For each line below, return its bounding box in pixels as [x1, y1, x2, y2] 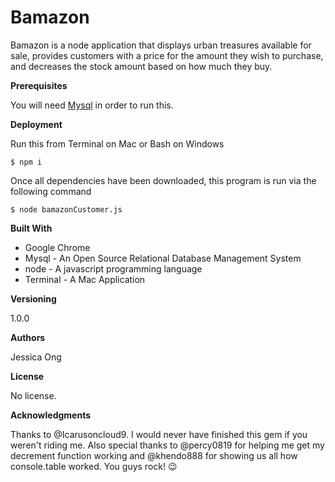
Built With [10, 222, 53, 234]
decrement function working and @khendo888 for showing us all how [10, 449, 298, 461]
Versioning [10, 292, 57, 305]
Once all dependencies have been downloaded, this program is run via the [10, 174, 317, 186]
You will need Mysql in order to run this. [10, 99, 174, 111]
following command [10, 185, 92, 197]
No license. [10, 389, 57, 401]
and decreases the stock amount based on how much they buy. [10, 60, 273, 72]
